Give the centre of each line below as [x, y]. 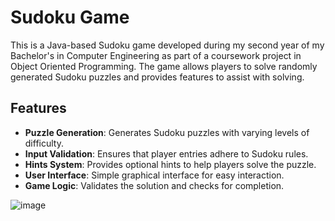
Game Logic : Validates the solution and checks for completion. [154, 185]
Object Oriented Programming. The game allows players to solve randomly [164, 66]
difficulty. [44, 143]
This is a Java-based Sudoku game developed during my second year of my [167, 45]
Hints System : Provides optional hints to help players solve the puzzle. [170, 164]
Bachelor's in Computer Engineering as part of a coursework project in [156, 55]
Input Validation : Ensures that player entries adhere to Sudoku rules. [166, 153]
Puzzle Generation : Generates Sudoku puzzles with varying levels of [167, 132]
